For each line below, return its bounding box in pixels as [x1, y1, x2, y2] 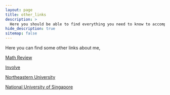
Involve [5, 64, 21, 70]
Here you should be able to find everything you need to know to [10, 21, 151, 27]
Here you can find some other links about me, [5, 45, 101, 51]
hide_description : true [5, 26, 56, 31]
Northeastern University [5, 74, 56, 80]
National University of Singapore [5, 84, 73, 90]
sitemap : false [5, 31, 37, 36]
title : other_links [5, 12, 47, 17]
